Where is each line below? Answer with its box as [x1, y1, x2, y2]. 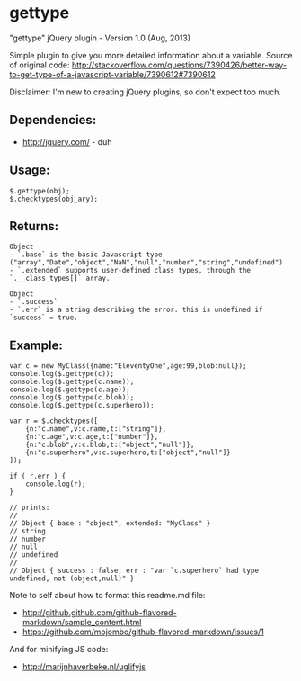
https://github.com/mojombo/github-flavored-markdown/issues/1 [22, 626, 265, 637]
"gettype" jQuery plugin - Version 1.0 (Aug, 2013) [9, 32, 191, 43]
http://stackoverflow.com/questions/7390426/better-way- [71, 59, 288, 70]
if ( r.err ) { [9, 471, 66, 481]
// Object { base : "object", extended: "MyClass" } [9, 519, 211, 528]
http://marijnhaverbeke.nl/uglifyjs [22, 661, 146, 672]
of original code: [9, 59, 70, 70]
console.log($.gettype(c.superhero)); [9, 401, 155, 410]
